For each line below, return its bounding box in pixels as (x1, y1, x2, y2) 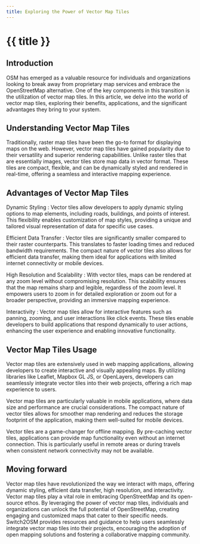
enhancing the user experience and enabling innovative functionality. (6, 327, 176, 334)
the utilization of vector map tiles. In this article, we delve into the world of (6, 93, 188, 100)
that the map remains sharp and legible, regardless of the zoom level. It (6, 284, 181, 291)
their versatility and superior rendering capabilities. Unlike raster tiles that (6, 152, 187, 159)
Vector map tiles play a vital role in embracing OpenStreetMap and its (6, 493, 177, 500)
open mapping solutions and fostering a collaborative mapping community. (6, 531, 190, 538)
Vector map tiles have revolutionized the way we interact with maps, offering (6, 480, 195, 487)
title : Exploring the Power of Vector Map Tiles (6, 8, 130, 15)
